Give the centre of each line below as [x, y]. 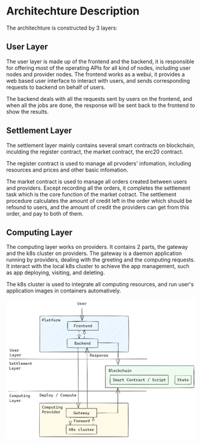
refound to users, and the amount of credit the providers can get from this [98, 207]
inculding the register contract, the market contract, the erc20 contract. [95, 152]
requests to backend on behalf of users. [56, 87]
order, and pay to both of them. [45, 213]
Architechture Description [73, 11]
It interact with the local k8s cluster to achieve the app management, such [98, 266]
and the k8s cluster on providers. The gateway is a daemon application [94, 253]
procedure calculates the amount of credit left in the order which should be [99, 201]
